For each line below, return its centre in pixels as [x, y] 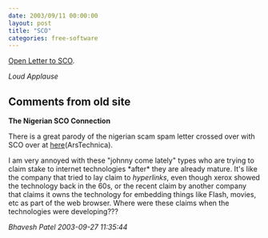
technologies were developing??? [63, 212]
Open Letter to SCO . [42, 61]
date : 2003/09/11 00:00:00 [53, 16]
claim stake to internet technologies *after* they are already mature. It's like [133, 169]
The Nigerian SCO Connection [59, 121]
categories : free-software [53, 38]
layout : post [30, 23]
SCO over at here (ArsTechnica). [61, 145]
